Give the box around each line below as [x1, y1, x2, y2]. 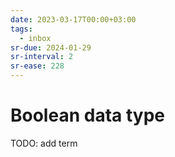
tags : [10, 24, 33, 34]
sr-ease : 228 [10, 61, 65, 71]
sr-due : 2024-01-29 [10, 42, 92, 53]
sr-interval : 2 [10, 52, 74, 62]
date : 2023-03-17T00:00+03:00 [10, 14, 137, 25]
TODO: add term [10, 137, 78, 149]
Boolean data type [10, 104, 165, 127]
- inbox [19, 33, 52, 43]
